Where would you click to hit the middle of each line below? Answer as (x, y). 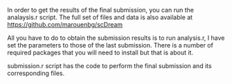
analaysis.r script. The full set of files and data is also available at (100, 17)
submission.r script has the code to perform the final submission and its (110, 66)
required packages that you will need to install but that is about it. (100, 52)
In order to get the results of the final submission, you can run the (100, 10)
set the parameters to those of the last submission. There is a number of (110, 45)
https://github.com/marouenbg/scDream (65, 24)
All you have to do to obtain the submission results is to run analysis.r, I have (116, 38)
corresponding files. (36, 73)
